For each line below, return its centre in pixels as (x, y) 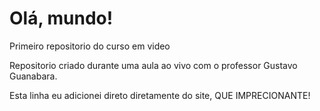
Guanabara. (33, 76)
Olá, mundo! (61, 18)
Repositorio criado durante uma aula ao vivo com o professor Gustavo (153, 65)
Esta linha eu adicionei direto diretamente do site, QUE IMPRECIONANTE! (160, 95)
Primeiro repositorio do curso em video (90, 46)
